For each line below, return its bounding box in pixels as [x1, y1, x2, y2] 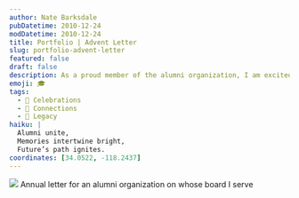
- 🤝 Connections [17, 104, 77, 113]
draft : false [9, 63, 58, 72]
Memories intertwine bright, [17, 137, 125, 146]
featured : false [9, 54, 69, 63]
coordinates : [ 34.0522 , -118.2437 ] [9, 153, 141, 162]
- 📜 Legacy [17, 112, 58, 121]
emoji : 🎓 [9, 79, 46, 88]
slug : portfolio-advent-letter [9, 46, 125, 55]
